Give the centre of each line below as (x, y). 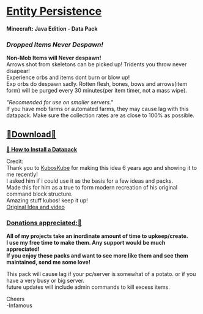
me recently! (22, 174)
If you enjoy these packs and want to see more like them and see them (97, 256)
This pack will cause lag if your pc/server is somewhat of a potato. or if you (101, 274)
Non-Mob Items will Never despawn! (54, 58)
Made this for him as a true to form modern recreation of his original (92, 187)
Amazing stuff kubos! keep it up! (47, 200)
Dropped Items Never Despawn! (55, 44)
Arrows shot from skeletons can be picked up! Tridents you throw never (97, 64)
